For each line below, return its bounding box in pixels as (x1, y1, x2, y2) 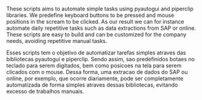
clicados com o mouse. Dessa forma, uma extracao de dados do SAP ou (6, 68, 188, 75)
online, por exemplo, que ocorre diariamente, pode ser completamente (6, 75, 184, 82)
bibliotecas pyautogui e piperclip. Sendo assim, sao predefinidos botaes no (6, 56, 195, 62)
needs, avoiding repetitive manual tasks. (6, 38, 108, 44)
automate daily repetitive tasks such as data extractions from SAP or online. (6, 24, 197, 32)
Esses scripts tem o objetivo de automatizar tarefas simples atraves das (6, 49, 186, 56)
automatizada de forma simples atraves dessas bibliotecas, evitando (6, 81, 178, 88)
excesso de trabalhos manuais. (6, 88, 85, 95)
